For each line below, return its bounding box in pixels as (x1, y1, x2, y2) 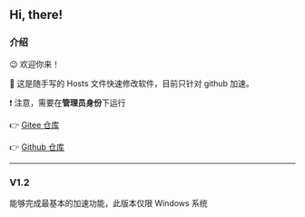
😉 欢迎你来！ (9, 58, 61, 69)
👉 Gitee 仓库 (9, 119, 60, 130)
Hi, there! (9, 7, 64, 23)
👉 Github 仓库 (9, 141, 65, 153)
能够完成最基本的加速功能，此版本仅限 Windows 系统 (9, 197, 208, 208)
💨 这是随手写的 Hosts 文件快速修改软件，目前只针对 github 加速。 (9, 77, 254, 89)
